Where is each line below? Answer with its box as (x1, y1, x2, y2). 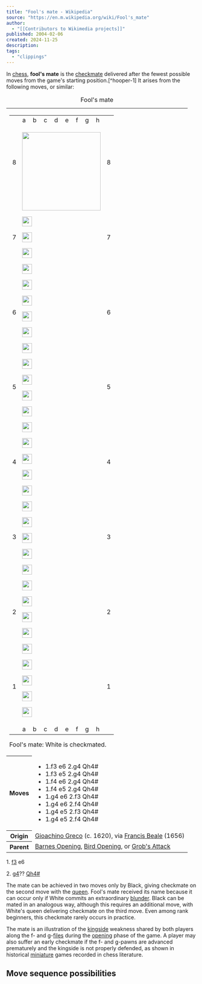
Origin (10, 831, 28, 840)
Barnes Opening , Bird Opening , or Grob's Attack (35, 842, 171, 851)
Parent (9, 842, 29, 851)
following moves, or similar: (6, 83, 74, 90)
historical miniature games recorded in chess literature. (6, 951, 144, 958)
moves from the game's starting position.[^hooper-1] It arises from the (6, 77, 181, 84)
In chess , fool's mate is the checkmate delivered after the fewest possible (6, 70, 191, 77)
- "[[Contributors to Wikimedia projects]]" (11, 25, 125, 32)
